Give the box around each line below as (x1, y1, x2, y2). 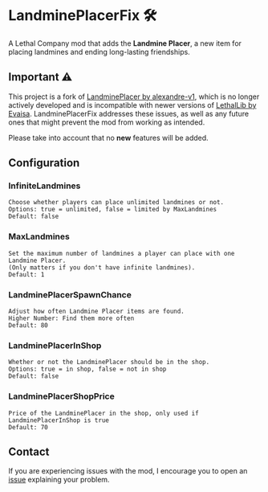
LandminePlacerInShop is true (8, 416, 110, 424)
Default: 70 (8, 423, 48, 431)
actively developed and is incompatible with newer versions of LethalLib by (8, 100, 257, 109)
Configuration (8, 156, 80, 170)
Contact (8, 445, 50, 459)
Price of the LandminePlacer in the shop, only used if (8, 409, 199, 417)
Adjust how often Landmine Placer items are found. (8, 307, 185, 316)
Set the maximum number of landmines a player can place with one (8, 249, 235, 257)
